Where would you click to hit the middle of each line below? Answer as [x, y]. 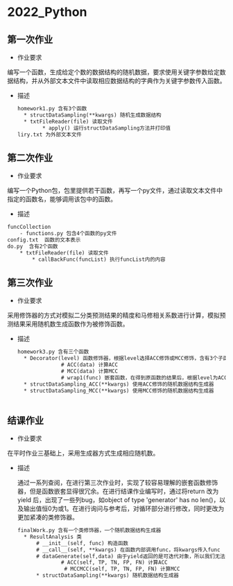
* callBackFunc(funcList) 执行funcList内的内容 [99, 259]
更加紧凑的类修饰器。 [48, 517]
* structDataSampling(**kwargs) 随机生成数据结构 [93, 115]
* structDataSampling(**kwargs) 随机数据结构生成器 [107, 576]
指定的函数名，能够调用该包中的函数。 [62, 199]
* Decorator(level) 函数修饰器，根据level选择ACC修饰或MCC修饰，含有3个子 [123, 359]
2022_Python [47, 12]
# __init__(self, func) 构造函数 [82, 543]
